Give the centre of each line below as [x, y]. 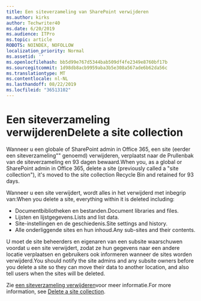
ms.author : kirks [28, 17]
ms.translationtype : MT [36, 73]
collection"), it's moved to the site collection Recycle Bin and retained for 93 [100, 174]
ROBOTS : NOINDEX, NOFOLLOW [40, 46]
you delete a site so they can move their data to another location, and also [97, 267]
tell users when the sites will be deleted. [56, 273]
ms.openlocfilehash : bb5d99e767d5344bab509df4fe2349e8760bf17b [87, 62]
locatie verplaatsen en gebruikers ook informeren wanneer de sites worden [99, 254]
